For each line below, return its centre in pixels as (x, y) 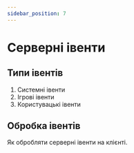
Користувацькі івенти (49, 104)
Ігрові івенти (36, 96)
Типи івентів (35, 73)
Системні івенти (41, 90)
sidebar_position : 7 (37, 13)
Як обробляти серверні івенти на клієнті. (67, 143)
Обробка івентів (44, 126)
